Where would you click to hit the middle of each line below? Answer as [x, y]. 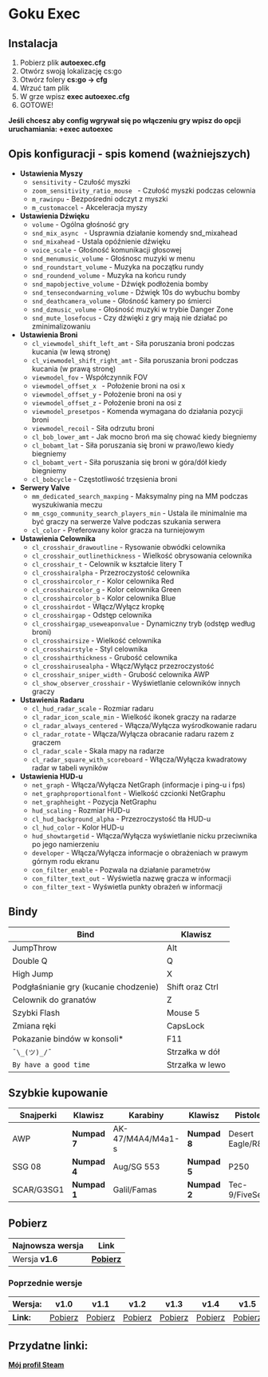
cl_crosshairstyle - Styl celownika [90, 649]
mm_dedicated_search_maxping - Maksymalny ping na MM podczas [140, 495]
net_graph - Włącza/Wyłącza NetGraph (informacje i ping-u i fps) [138, 785]
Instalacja [33, 44]
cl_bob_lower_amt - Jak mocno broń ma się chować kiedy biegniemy [144, 436]
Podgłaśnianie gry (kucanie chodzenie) [86, 986]
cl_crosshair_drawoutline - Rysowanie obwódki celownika [128, 547]
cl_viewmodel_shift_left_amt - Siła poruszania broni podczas [133, 343]
